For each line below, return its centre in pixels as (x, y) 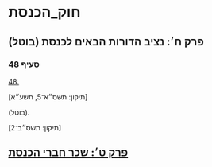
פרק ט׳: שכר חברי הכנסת (68, 153)
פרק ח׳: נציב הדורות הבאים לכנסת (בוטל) (106, 42)
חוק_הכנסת (44, 12)
